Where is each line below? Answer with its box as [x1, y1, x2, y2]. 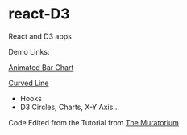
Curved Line [8, 78, 50, 88]
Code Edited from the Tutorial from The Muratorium [8, 117, 180, 127]
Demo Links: [8, 47, 50, 56]
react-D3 [8, 5, 70, 23]
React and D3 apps [8, 31, 73, 41]
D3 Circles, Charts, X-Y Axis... [19, 102, 119, 112]
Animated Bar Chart [8, 62, 74, 72]
